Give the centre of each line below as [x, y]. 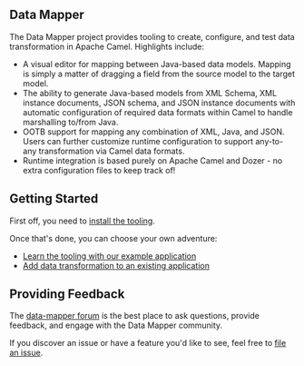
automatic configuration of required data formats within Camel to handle [157, 112]
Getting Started [54, 199]
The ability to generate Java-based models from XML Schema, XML [150, 93]
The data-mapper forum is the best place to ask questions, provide [135, 316]
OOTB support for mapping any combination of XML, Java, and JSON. [153, 132]
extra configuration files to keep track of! [99, 170]
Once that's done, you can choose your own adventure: [113, 238]
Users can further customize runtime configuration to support [138, 141]
